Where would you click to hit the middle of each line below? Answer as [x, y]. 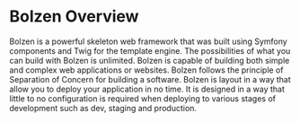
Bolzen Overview [74, 17]
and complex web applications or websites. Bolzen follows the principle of [146, 70]
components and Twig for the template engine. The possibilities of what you [150, 50]
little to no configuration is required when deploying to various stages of [143, 98]
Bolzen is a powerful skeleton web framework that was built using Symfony [148, 41]
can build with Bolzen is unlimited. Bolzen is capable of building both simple [150, 60]
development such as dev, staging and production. [103, 108]
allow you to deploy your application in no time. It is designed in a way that [147, 89]
